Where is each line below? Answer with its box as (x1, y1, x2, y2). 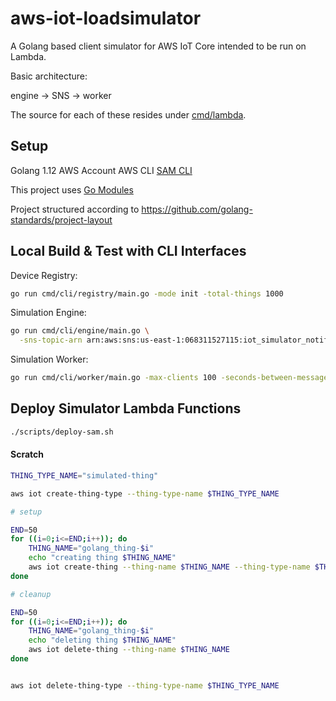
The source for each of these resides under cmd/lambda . (10, 108, 247, 121)
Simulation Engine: (10, 307, 87, 319)
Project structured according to (10, 203, 140, 215)
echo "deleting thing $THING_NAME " (28, 635, 177, 646)
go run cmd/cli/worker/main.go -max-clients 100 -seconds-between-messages (10, 373, 333, 383)
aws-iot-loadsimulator (10, 7, 202, 30)
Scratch (10, 448, 44, 461)
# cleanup (10, 589, 52, 599)
